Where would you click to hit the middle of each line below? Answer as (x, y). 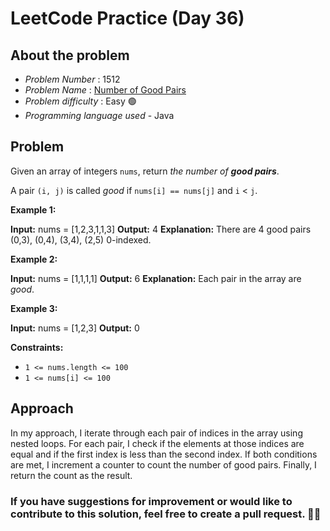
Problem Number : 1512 (72, 79)
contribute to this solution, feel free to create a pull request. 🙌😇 (166, 514)
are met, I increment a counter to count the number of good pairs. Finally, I (163, 464)
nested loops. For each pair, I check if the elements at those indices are (157, 443)
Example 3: (34, 308)
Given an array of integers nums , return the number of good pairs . (145, 171)
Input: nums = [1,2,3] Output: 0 (75, 328)
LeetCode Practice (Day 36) (127, 18)
